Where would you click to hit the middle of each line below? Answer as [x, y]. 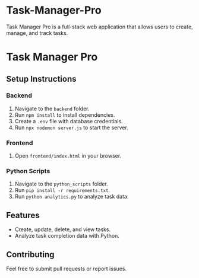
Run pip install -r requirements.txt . [62, 190]
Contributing [30, 255]
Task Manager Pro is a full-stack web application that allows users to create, [99, 27]
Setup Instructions [41, 79]
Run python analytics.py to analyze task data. [72, 197]
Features [23, 215]
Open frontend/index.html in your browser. [68, 156]
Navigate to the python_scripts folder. [61, 184]
